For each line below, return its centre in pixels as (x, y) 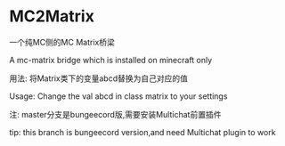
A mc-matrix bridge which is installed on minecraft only (111, 60)
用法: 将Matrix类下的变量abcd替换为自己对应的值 (99, 78)
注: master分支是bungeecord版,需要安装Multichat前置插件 (115, 114)
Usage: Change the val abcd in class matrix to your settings (118, 96)
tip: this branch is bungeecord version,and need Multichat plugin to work (142, 132)
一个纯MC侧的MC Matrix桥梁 (62, 42)
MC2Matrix (52, 16)
